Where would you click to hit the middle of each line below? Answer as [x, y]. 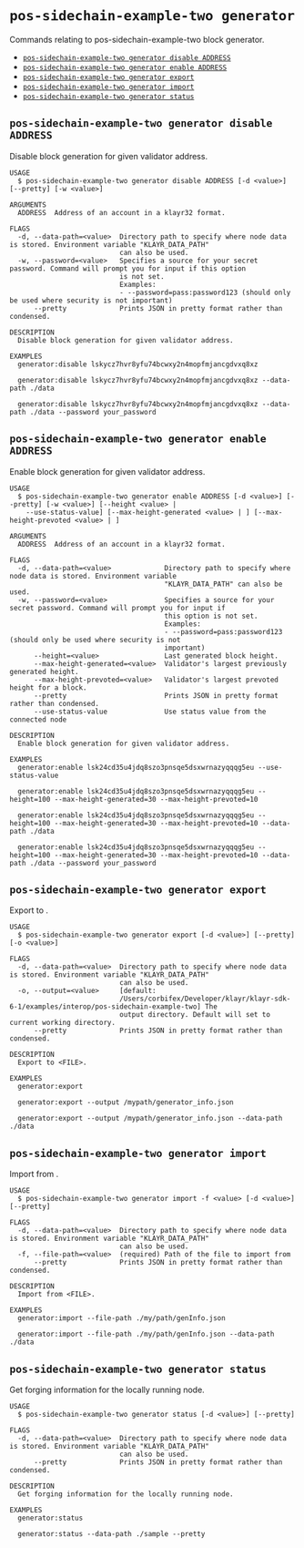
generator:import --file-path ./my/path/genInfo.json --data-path [146, 1334]
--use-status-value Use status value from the [150, 712]
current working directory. [63, 1023]
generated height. [44, 671]
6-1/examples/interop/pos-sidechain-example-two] [106, 1007]
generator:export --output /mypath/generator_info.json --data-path [150, 1119]
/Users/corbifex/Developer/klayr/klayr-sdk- [205, 999]
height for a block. [49, 687]
